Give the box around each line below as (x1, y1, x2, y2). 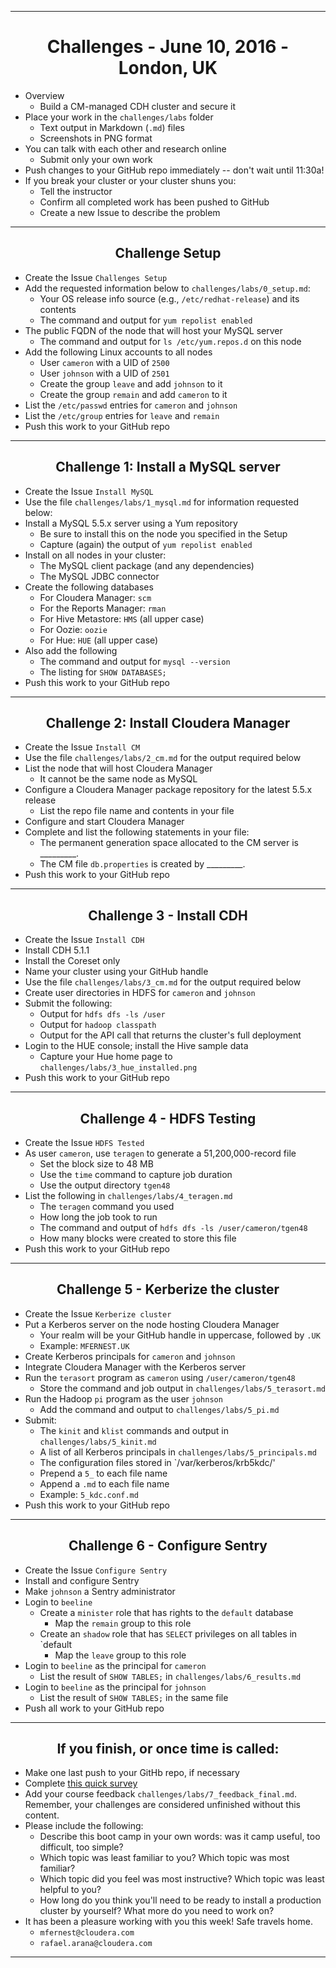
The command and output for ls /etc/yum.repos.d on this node (39, 335, 302, 347)
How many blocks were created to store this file (39, 1232, 237, 1244)
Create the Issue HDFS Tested (24, 1137, 145, 1148)
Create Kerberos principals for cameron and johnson (24, 1350, 236, 1362)
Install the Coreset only (24, 955, 121, 967)
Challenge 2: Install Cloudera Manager (45, 714, 291, 731)
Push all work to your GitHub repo (24, 1702, 165, 1714)
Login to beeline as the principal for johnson (24, 1681, 207, 1693)
